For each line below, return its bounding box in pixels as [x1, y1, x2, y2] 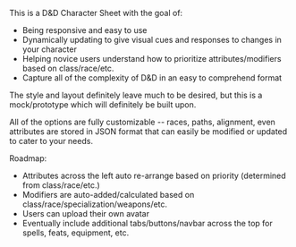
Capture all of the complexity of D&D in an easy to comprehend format [21, 72, 283, 83]
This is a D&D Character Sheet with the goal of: [9, 8, 183, 18]
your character [21, 44, 78, 55]
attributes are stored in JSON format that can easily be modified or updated [9, 126, 288, 137]
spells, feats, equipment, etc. [21, 227, 130, 238]
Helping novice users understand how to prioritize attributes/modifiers [21, 54, 282, 64]
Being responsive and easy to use [21, 25, 148, 35]
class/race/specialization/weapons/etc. [21, 199, 168, 209]
